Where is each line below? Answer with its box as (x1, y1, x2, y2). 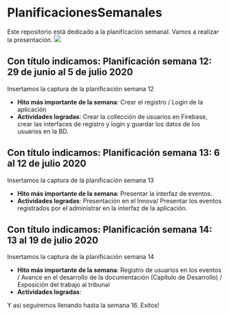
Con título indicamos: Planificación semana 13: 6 (7, 147, 220, 159)
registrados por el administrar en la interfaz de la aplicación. (17, 204, 188, 212)
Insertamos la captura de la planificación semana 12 (7, 84, 155, 93)
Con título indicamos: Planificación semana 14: (7, 223, 212, 235)
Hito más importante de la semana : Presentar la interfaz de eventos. (17, 189, 213, 197)
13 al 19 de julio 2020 (7, 234, 98, 246)
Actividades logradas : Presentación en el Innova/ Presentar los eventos (17, 196, 222, 205)
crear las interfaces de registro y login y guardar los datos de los (17, 120, 201, 128)
